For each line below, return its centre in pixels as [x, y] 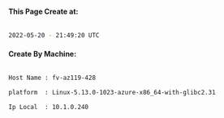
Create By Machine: [43, 53]
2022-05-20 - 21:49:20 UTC [54, 36]
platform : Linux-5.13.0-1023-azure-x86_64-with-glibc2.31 [112, 93]
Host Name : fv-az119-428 [52, 78]
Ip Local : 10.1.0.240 [49, 107]
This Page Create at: [43, 11]
